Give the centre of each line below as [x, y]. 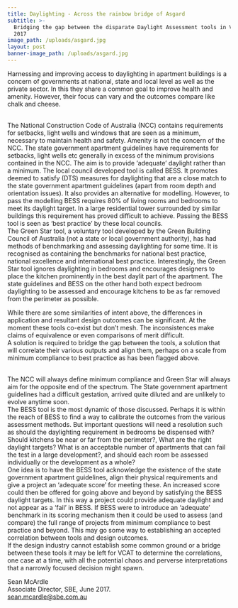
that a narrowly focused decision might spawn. [76, 568]
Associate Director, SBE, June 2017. [59, 589]
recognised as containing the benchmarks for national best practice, [107, 254]
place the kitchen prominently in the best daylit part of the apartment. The [115, 276]
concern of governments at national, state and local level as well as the [111, 81]
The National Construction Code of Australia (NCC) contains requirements [115, 125]
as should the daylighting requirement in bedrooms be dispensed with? [111, 432]
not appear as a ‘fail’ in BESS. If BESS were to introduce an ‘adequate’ [109, 507]
